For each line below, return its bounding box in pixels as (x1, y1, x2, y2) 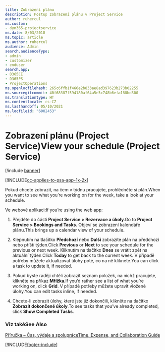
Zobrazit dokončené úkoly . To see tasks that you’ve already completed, (12, 303, 159, 309)
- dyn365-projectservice (5, 26, 56, 31)
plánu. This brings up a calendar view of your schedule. (12, 227, 125, 233)
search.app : (5, 67, 30, 72)
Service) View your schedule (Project (5, 141, 160, 152)
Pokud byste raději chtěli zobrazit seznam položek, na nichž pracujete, (12, 272, 157, 278)
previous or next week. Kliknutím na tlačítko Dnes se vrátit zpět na (12, 247, 148, 253)
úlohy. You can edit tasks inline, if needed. (12, 288, 98, 294)
